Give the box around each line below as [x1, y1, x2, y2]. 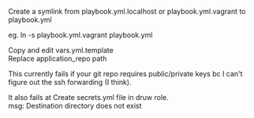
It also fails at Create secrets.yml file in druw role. [8, 93, 170, 101]
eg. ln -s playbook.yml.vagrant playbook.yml [8, 31, 153, 39]
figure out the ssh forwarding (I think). [8, 78, 132, 87]
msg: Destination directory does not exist [8, 101, 142, 110]
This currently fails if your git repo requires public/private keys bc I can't [8, 69, 243, 78]
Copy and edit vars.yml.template [8, 46, 114, 54]
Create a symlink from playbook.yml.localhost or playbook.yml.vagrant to [8, 7, 246, 16]
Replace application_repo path [8, 54, 107, 63]
